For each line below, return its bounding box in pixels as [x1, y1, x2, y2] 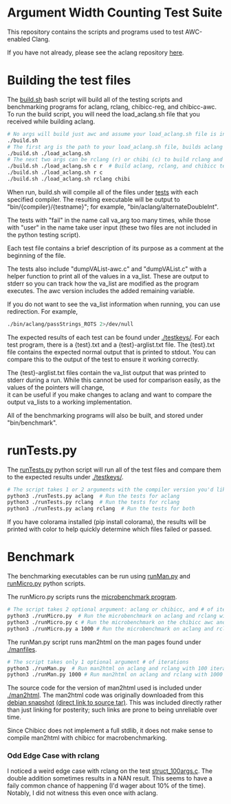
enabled [7, 34, 30, 43]
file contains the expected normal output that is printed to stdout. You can [7, 348, 217, 356]
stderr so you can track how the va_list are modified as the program [7, 279, 199, 288]
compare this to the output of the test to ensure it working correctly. [7, 355, 199, 363]
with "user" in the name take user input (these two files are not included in [7, 223, 218, 232]
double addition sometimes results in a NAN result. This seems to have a [7, 774, 213, 782]
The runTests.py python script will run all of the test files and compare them [7, 465, 221, 474]
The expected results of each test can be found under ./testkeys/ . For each [7, 333, 220, 341]
